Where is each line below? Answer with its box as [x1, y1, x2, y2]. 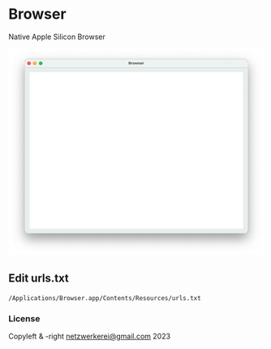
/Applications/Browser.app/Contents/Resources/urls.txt [8, 294, 201, 303]
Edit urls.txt [8, 271, 69, 285]
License [8, 313, 41, 324]
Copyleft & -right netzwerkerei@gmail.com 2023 [8, 331, 171, 342]
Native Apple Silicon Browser [8, 32, 105, 41]
